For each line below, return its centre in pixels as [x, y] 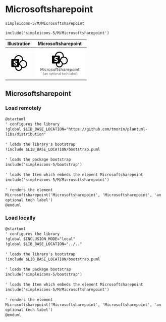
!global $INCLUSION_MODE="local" [40, 239]
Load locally [20, 218]
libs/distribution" [26, 134]
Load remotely [23, 108]
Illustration [19, 44]
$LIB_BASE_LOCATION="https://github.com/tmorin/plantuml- [86, 129]
